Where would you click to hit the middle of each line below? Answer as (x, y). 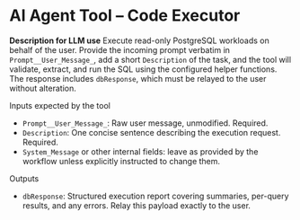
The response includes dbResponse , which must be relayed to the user (138, 78)
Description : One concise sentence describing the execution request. (151, 132)
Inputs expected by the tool (60, 105)
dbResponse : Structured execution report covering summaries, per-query (155, 196)
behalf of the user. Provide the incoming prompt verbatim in (120, 49)
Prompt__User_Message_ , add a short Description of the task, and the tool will (150, 59)
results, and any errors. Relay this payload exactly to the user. (137, 205)
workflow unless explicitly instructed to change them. (121, 161)
